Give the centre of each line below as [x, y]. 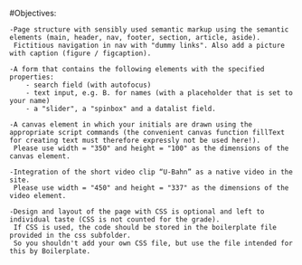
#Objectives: [33, 13]
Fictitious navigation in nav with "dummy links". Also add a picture [149, 45]
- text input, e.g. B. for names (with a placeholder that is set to [160, 93]
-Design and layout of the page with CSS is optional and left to [137, 212]
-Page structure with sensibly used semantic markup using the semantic [149, 30]
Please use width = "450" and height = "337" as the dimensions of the [151, 188]
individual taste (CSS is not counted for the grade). [115, 220]
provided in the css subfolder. [70, 235]
